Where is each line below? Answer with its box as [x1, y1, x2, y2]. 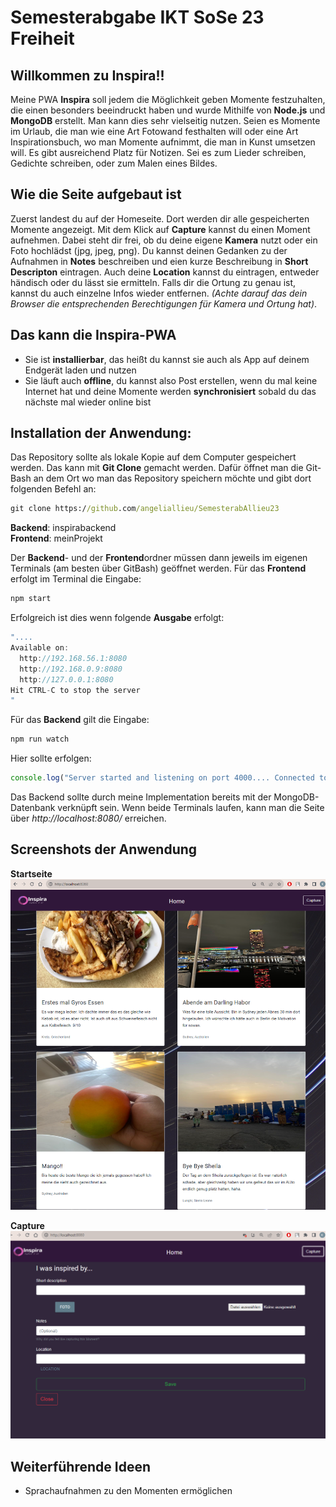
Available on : [10, 643, 70, 653]
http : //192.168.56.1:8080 [19, 653, 128, 663]
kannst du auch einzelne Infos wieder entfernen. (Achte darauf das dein [10, 287, 308, 299]
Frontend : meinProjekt [10, 532, 103, 545]
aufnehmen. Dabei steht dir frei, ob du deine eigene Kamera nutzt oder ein [10, 234, 318, 246]
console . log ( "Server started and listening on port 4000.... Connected [10, 773, 315, 783]
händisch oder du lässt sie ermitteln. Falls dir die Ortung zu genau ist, [10, 276, 297, 288]
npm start [10, 594, 52, 604]
